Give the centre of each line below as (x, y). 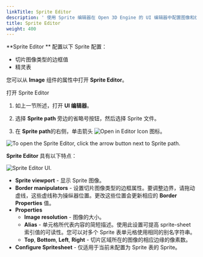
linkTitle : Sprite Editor (39, 12)
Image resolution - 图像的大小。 (64, 217)
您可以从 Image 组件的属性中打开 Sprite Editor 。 (67, 80)
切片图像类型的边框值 (41, 60)
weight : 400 (21, 29)
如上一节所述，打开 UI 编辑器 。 (53, 106)
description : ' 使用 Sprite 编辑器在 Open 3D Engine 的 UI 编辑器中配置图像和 (101, 18)
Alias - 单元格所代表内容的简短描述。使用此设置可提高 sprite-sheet (108, 225)
